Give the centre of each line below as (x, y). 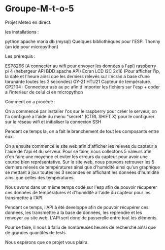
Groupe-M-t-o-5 (40, 9)
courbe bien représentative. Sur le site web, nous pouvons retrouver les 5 (80, 162)
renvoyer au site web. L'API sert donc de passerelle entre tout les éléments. (82, 217)
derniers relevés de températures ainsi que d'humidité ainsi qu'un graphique (82, 167)
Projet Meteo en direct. (28, 22)
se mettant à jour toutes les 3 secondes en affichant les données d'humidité (82, 172)
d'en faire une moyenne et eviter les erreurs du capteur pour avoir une (76, 157)
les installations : (22, 32)
